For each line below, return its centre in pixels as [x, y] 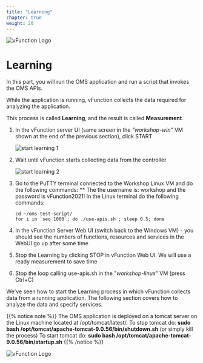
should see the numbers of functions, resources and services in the [99, 237]
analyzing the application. [38, 106]
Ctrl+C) [25, 280]
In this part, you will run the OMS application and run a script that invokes [98, 82]
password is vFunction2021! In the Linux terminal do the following [97, 196]
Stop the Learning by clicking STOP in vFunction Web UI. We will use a [103, 255]
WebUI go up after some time [52, 243]
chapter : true [24, 18]
